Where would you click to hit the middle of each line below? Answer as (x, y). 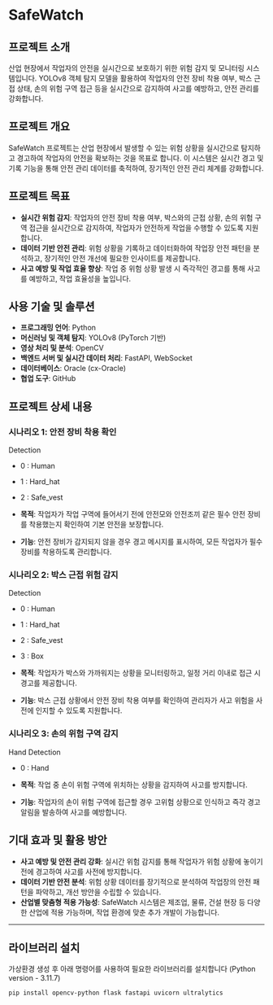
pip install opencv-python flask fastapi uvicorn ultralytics (116, 993)
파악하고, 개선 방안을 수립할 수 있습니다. (98, 892)
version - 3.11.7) (35, 978)
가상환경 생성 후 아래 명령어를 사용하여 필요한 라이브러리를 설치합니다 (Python (132, 969)
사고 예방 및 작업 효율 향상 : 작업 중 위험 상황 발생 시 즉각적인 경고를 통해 (133, 268)
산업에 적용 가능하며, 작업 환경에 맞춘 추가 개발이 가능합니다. (124, 912)
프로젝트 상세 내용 (50, 406)
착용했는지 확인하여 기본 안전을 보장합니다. (96, 524)
